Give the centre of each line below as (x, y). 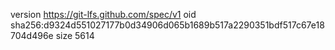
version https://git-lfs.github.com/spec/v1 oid (103, 14)
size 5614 (75, 35)
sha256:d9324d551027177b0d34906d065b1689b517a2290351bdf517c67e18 (167, 25)
